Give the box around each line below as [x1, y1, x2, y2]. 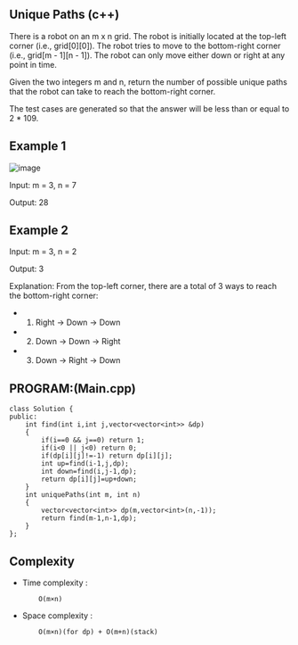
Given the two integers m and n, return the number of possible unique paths [9, 76, 287, 87]
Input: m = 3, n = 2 [9, 246, 77, 257]
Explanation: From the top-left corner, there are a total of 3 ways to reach [9, 281, 278, 292]
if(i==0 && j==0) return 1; [41, 436, 145, 445]
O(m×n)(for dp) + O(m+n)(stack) [38, 628, 158, 637]
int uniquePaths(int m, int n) [25, 491, 141, 500]
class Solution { [9, 405, 74, 414]
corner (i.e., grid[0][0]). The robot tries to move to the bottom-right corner [9, 40, 281, 51]
